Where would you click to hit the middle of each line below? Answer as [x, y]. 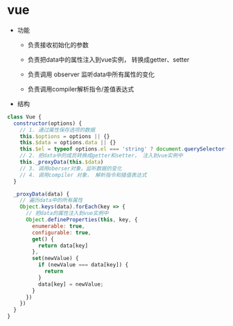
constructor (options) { [48, 123]
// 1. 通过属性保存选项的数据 [58, 130]
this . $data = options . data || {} [68, 143]
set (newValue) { [55, 259]
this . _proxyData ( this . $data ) [62, 162]
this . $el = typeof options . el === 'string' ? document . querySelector [122, 149]
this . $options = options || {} [65, 136]
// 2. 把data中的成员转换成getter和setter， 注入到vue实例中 [102, 156]
